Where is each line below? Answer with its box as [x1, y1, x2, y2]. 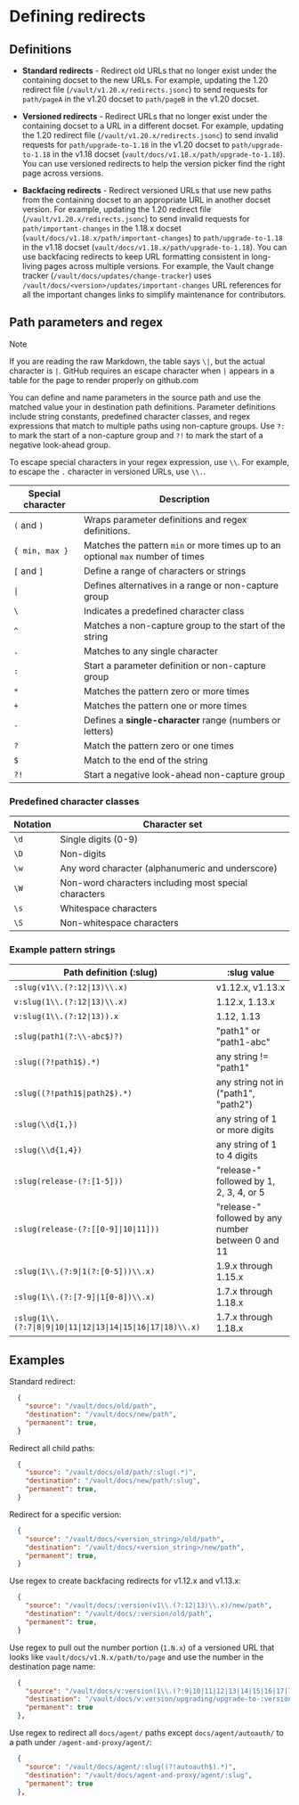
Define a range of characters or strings [84, 564, 246, 576]
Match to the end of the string [84, 754, 208, 766]
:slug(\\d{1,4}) [13, 1145, 83, 1156]
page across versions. [21, 167, 104, 178]
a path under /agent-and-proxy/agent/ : [9, 1737, 153, 1748]
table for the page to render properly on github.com [9, 374, 198, 385]
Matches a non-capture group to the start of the [84, 619, 286, 632]
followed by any [216, 1212, 283, 1224]
